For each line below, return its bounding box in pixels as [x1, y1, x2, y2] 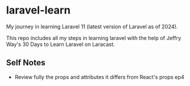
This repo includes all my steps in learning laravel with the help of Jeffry [6, 34, 182, 41]
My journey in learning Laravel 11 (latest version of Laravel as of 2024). [6, 23, 178, 30]
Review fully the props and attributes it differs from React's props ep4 [14, 73, 185, 80]
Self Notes [6, 58, 45, 68]
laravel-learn [6, 4, 71, 17]
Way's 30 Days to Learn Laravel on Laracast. [6, 41, 115, 48]
